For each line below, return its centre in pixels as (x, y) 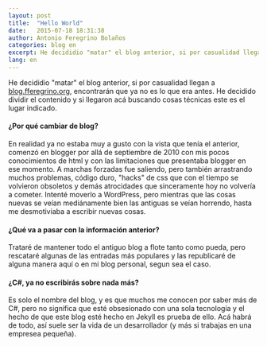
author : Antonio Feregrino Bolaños (67, 38)
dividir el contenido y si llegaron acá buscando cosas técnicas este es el (127, 99)
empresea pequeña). (43, 334)
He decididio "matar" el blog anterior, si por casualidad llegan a (112, 82)
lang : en (23, 60)
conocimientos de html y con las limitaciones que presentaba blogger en (127, 161)
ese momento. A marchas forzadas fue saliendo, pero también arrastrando (130, 169)
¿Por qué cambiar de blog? (53, 126)
